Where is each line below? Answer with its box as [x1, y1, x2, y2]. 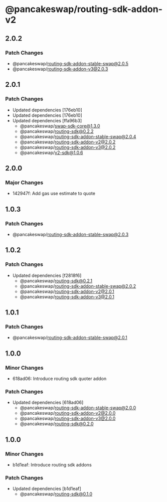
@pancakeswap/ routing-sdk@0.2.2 [20, 128, 94, 134]
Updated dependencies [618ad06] [12, 400, 84, 406]
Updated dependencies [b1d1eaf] [12, 485, 81, 492]
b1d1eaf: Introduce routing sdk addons [12, 461, 92, 467]
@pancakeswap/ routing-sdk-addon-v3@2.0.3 [12, 66, 108, 72]
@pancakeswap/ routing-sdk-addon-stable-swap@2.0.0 [20, 405, 136, 411]
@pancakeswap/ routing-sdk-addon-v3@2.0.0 [20, 415, 116, 422]
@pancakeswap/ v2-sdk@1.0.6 [20, 149, 84, 155]
